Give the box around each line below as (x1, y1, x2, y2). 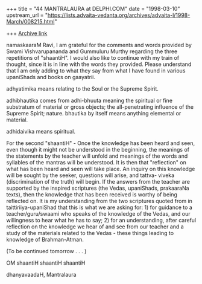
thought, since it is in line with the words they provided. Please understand (6, 60, 192, 68)
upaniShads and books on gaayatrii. (6, 74, 95, 80)
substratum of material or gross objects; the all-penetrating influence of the (6, 103, 194, 111)
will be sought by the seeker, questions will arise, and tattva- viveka (6, 172, 175, 179)
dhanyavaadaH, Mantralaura (6, 271, 77, 278)
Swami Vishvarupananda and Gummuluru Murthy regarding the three (6, 48, 178, 55)
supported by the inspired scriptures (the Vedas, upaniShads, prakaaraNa (6, 184, 189, 192)
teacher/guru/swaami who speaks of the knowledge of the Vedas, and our (6, 210, 191, 217)
